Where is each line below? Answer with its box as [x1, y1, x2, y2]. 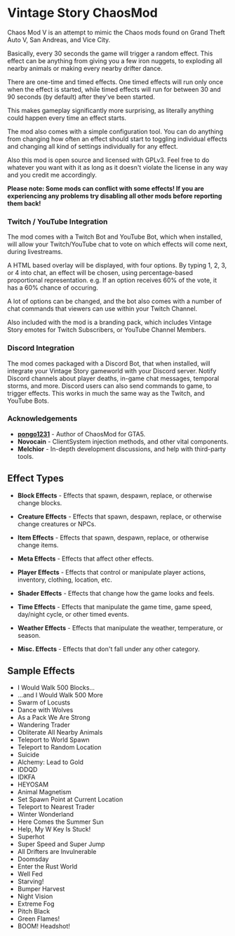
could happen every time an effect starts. [7, 114, 127, 122]
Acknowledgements [7, 414, 78, 424]
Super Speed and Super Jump [17, 840, 105, 848]
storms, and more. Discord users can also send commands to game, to [7, 381, 212, 390]
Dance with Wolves [17, 706, 74, 714]
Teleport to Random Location [17, 743, 102, 751]
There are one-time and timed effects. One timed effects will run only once [7, 77, 223, 86]
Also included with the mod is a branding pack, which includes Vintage [7, 318, 212, 327]
